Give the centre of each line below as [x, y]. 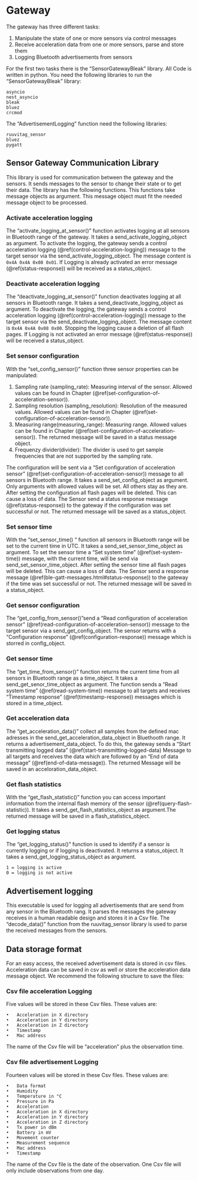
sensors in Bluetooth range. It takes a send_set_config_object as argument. [98, 480]
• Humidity [22, 1091]
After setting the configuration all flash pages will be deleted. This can [92, 493]
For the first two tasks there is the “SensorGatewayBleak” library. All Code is [99, 68]
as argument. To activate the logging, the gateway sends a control [87, 243]
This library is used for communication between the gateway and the [90, 177]
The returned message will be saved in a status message [108, 437]
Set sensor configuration [43, 356]
